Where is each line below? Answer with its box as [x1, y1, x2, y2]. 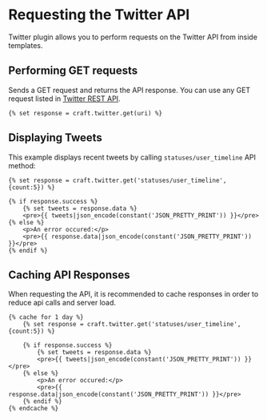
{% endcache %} [8, 405, 59, 413]
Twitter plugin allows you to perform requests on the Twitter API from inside [8, 32, 258, 42]
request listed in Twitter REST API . [8, 94, 122, 103]
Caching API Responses [8, 268, 130, 281]
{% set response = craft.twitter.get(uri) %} [8, 109, 162, 117]
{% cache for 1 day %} [8, 313, 84, 321]
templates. [8, 40, 43, 50]
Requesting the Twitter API [8, 6, 190, 24]
